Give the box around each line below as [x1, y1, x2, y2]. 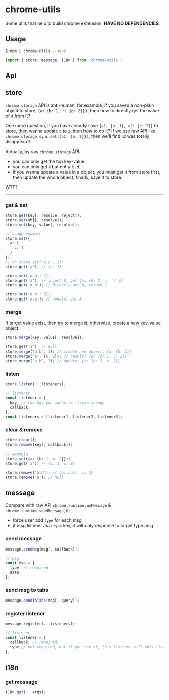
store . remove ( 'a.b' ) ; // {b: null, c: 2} [5, 470, 94, 475]
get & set [5, 201, 28, 208]
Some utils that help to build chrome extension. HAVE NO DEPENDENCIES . [5, 20, 160, 26]
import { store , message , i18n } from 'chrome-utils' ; [5, 57, 123, 63]
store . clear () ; [5, 438, 37, 443]
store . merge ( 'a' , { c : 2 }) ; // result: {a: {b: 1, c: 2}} [5, 354, 127, 359]
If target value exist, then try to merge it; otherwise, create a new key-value [5, 320, 161, 326]
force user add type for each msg [12, 517, 82, 523]
